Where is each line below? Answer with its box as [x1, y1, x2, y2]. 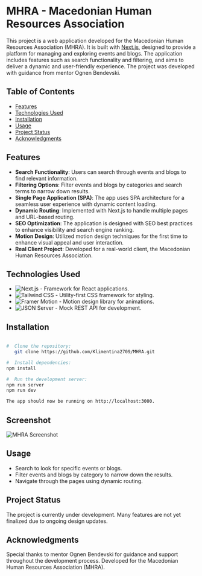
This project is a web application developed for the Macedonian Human [6, 37, 184, 44]
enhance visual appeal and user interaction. [14, 238, 124, 246]
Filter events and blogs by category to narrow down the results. [14, 471, 173, 478]
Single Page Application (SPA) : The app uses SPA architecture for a [14, 194, 185, 201]
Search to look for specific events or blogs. [14, 464, 122, 472]
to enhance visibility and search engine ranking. [14, 226, 134, 233]
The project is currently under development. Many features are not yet [6, 511, 181, 518]
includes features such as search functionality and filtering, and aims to [6, 56, 184, 63]
